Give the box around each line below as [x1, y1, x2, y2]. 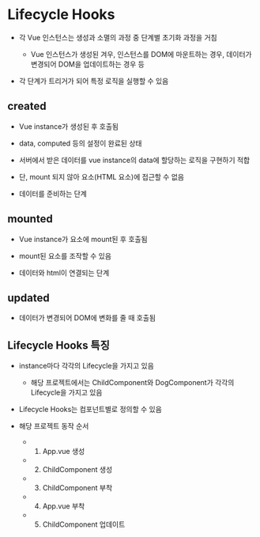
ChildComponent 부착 [42, 483, 113, 493]
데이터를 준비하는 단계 [18, 188, 88, 199]
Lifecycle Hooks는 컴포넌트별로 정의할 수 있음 [18, 405, 163, 414]
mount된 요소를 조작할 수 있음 [18, 251, 112, 260]
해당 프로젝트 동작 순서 [18, 422, 89, 431]
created [7, 100, 47, 113]
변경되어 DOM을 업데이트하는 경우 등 [30, 59, 145, 69]
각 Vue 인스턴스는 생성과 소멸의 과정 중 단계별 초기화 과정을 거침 [18, 32, 218, 42]
